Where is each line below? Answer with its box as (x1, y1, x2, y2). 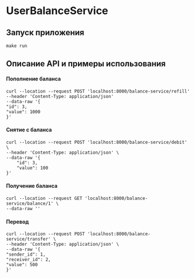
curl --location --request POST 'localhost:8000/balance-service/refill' (6, 88, 190, 94)
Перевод (6, 218, 29, 225)
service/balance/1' (6, 201, 54, 206)
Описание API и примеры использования (6, 59, 166, 69)
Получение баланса (6, 182, 57, 189)
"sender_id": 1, (6, 252, 46, 257)
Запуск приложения (6, 28, 84, 38)
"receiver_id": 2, (6, 257, 51, 263)
